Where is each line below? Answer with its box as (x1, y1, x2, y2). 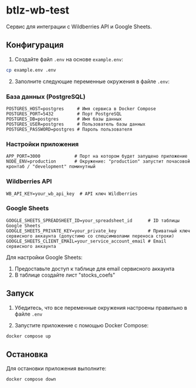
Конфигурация (6, 40, 64, 50)
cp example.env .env (6, 67, 57, 73)
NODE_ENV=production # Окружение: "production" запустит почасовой (6, 158, 191, 165)
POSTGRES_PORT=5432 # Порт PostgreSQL (6, 111, 122, 117)
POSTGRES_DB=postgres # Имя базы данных (6, 116, 122, 122)
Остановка (6, 349, 48, 359)
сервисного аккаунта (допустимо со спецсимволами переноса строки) (6, 233, 175, 239)
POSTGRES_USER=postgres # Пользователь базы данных (6, 121, 146, 127)
